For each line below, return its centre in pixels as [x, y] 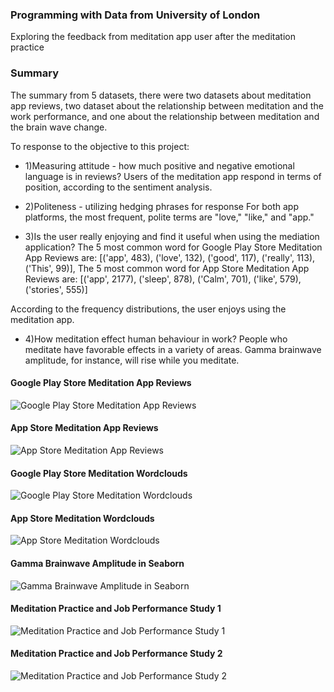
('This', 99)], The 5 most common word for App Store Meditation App [167, 268]
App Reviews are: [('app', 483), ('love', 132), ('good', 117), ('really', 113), [170, 257]
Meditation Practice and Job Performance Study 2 [116, 654]
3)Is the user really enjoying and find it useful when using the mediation [172, 236]
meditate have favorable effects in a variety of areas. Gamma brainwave [173, 349]
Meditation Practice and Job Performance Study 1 [116, 609]
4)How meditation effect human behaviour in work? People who [156, 339]
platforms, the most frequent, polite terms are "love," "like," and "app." [169, 217]
